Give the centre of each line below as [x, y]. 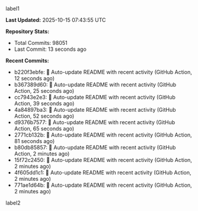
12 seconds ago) [34, 78]
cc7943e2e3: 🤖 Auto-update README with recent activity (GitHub [95, 97]
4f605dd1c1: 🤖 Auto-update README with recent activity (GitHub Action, [103, 173]
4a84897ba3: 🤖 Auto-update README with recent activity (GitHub [95, 110]
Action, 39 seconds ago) [44, 103]
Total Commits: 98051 [41, 43]
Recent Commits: [27, 61]
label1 [13, 9]
